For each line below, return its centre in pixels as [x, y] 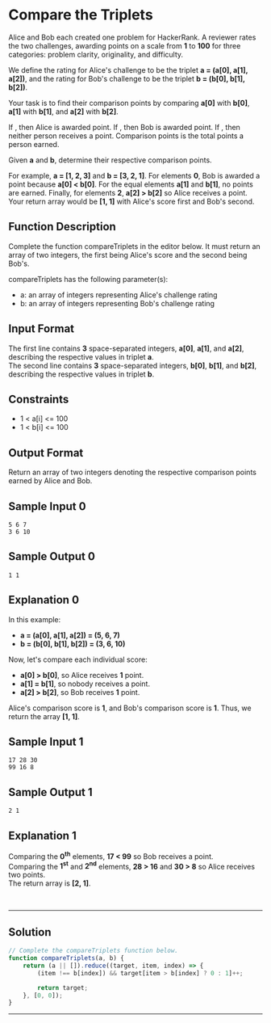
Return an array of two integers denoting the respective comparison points [132, 472]
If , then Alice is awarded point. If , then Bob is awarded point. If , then [124, 127]
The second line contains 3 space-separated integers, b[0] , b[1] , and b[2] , [133, 365]
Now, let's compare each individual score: [78, 659]
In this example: [35, 619]
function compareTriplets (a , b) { [67, 958]
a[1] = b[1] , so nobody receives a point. [85, 684]
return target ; [63, 987]
